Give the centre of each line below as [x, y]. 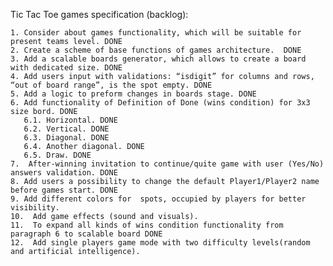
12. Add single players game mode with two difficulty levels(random [160, 243]
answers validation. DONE [64, 173]
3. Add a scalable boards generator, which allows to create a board [158, 59]
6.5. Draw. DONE [57, 155]
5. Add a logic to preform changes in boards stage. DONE [133, 94]
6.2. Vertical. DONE [66, 129]
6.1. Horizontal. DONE [70, 120]
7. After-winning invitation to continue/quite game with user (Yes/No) [167, 164]
